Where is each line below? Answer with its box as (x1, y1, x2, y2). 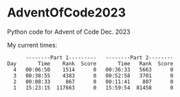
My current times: (7, 41, 58, 49)
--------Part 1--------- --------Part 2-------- (25, 54, 174, 61)
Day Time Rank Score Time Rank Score (7, 60, 174, 67)
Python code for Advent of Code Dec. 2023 (7, 28, 131, 36)
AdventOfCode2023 (7, 5, 126, 21)
